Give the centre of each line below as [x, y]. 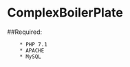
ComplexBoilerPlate [65, 13]
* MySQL [30, 57]
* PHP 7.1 [34, 44]
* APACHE [32, 50]
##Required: [25, 32]
